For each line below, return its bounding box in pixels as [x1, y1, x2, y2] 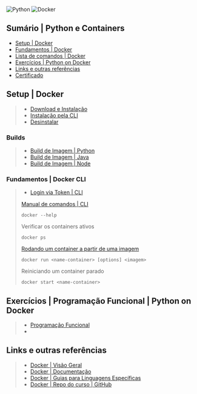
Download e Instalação [30, 105, 88, 112]
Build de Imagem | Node [30, 159, 91, 167]
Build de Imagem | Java [30, 153, 89, 161]
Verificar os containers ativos [21, 223, 95, 230]
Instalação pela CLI [30, 112, 78, 119]
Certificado [15, 72, 44, 79]
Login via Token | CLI [30, 189, 83, 196]
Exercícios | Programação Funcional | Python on [6, 296, 192, 306]
